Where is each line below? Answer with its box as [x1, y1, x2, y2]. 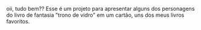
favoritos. [6, 18, 30, 25]
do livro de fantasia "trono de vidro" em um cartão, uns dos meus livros [6, 11, 185, 19]
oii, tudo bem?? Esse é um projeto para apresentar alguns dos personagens [6, 5, 195, 12]
